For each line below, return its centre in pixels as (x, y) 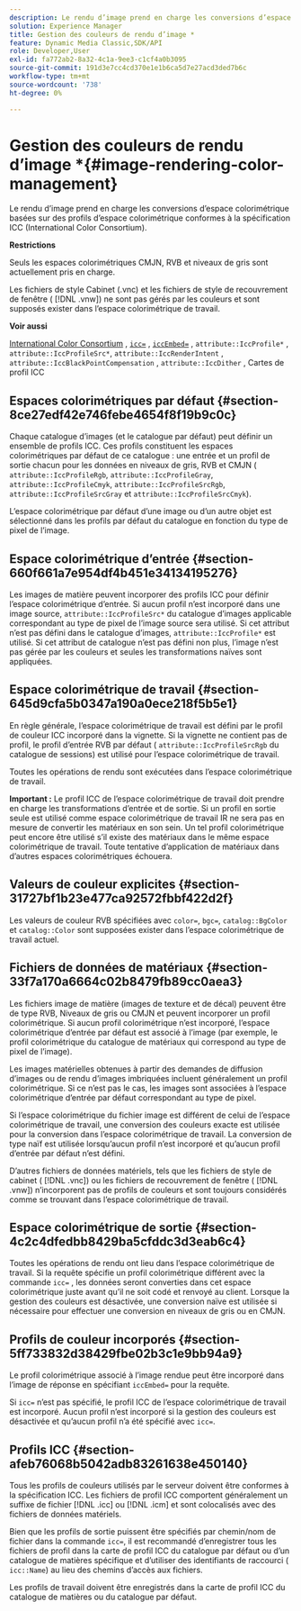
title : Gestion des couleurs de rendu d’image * (102, 34)
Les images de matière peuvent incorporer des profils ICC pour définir (139, 594)
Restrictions (33, 245)
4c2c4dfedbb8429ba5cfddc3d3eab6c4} (128, 1241)
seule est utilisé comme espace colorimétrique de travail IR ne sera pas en (147, 818)
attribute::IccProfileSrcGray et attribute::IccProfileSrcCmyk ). (130, 494)
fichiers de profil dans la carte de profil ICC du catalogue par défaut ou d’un (150, 1551)
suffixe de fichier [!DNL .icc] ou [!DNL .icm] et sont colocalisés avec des (143, 1504)
